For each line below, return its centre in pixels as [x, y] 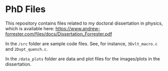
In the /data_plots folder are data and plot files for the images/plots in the [83, 58]
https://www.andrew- [78, 28]
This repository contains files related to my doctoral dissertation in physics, [84, 23]
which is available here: [30, 28]
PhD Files [25, 9]
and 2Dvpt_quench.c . [26, 49]
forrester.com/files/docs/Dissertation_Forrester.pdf [59, 34]
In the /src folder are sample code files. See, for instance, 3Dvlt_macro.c [81, 43]
